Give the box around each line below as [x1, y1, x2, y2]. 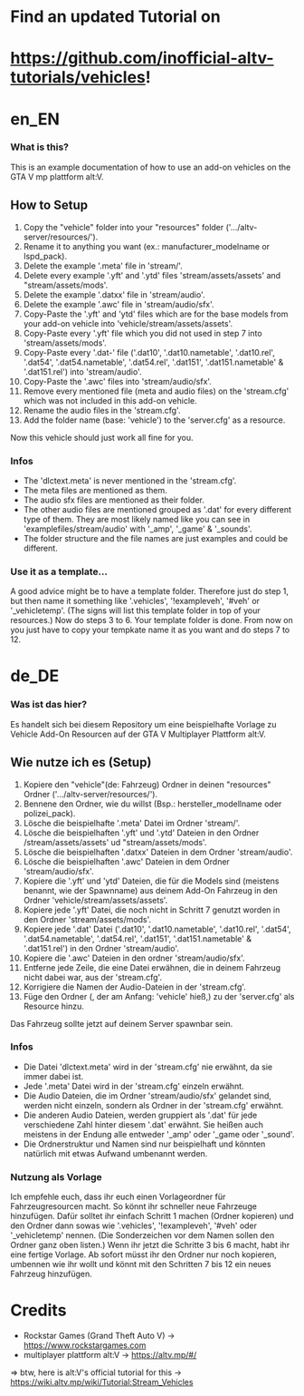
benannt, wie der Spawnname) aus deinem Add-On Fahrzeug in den [23, 884, 279, 895]
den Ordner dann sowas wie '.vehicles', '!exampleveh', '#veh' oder [10, 1220, 257, 1231]
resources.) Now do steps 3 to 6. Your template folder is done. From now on [10, 615, 293, 626]
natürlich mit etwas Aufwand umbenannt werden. [23, 1147, 208, 1158]
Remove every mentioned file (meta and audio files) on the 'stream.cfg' [23, 386, 290, 396]
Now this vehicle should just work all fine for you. [10, 432, 194, 443]
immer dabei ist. [23, 1070, 84, 1081]
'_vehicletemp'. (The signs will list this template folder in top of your [10, 605, 261, 616]
